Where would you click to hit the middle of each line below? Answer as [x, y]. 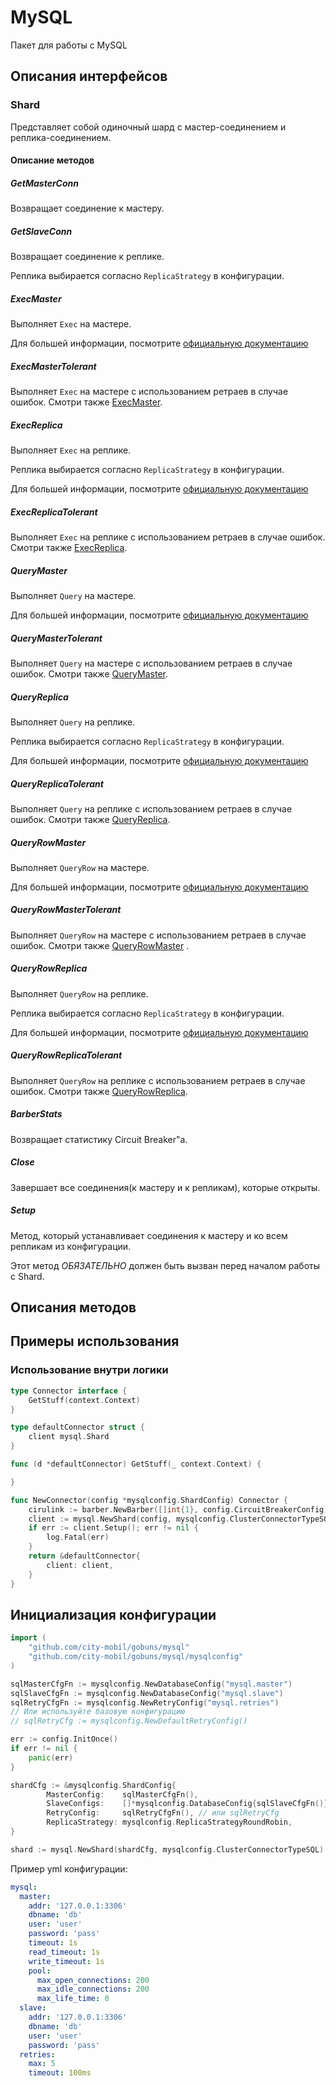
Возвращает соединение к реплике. [87, 257]
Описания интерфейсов [89, 76]
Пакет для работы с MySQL [69, 45]
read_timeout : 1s [64, 1952]
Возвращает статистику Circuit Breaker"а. [99, 1139]
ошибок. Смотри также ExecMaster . [86, 402]
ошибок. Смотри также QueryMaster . [89, 673]
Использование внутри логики [89, 1370]
